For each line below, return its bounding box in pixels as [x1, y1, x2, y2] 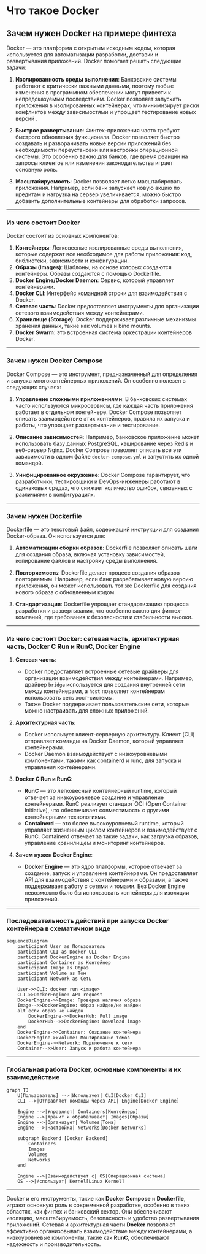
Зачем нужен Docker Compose [6, 356, 103, 365]
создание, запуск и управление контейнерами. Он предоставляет [24, 870, 198, 877]
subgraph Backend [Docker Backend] [17, 1135, 109, 1141]
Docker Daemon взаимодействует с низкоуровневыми [24, 751, 167, 758]
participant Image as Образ [17, 965, 89, 971]
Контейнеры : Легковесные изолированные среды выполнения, [15, 244, 184, 251]
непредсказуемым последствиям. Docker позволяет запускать [15, 96, 181, 102]
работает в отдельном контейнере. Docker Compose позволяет [15, 408, 182, 416]
